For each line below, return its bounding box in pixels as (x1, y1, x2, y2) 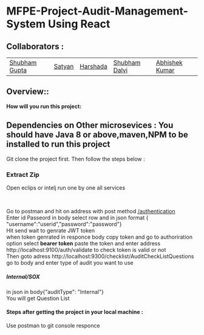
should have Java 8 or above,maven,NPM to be (6, 130, 188, 140)
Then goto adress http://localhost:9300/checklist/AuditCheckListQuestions (6, 253, 194, 260)
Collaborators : (6, 41, 64, 51)
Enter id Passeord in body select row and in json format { (6, 214, 149, 221)
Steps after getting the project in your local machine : (6, 308, 144, 316)
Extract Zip (6, 170, 39, 179)
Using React (47, 17, 110, 31)
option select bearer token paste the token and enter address (6, 239, 161, 247)
